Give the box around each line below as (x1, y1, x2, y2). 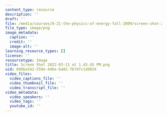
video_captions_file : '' (9, 76, 61, 81)
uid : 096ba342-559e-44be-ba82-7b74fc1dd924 (5, 67, 97, 72)
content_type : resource (5, 7, 55, 12)
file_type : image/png (5, 26, 50, 31)
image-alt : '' (9, 44, 39, 49)
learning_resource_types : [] (5, 48, 66, 53)
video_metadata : (5, 90, 39, 95)
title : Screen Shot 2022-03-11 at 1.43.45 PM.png (5, 62, 110, 67)
